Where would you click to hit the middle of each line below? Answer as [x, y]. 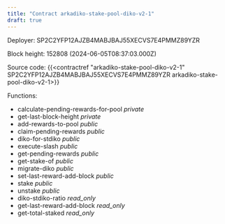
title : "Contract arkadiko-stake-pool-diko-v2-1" [81, 14]
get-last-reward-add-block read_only [71, 205]
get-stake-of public [45, 160]
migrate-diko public [46, 168]
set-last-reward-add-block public [65, 176]
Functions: [22, 96]
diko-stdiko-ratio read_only [57, 198]
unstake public [38, 191]
